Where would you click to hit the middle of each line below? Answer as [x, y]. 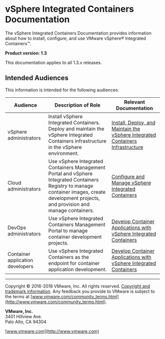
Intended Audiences [37, 78]
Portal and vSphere [70, 173]
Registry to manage [71, 186]
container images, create [77, 192]
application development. [78, 269]
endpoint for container [74, 263]
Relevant [135, 102]
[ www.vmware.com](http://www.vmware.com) [52, 331]
